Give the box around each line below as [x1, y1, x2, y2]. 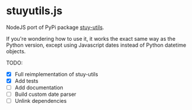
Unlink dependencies [14, 98, 67, 105]
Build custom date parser [14, 90, 76, 98]
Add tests [14, 77, 39, 84]
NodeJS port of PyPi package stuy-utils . [6, 24, 105, 31]
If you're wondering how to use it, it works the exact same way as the [6, 35, 176, 42]
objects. [6, 47, 26, 54]
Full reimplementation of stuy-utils [14, 70, 98, 77]
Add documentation [14, 84, 63, 91]
